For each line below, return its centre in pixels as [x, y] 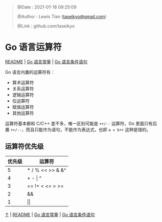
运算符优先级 [24, 146]
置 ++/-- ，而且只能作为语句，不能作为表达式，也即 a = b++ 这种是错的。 [78, 130]
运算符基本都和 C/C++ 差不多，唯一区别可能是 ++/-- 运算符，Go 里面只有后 [81, 123]
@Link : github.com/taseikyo [46, 26]
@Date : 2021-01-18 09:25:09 [47, 7]
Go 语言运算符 [34, 47]
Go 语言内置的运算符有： [30, 72]
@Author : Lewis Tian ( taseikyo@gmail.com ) [62, 16]
